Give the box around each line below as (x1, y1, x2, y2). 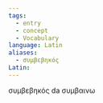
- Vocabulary (15, 34, 60, 42)
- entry (15, 19, 42, 27)
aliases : (8, 49, 38, 57)
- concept (15, 26, 48, 34)
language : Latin (8, 42, 63, 50)
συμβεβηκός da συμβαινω (8, 85, 96, 95)
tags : (8, 11, 27, 20)
